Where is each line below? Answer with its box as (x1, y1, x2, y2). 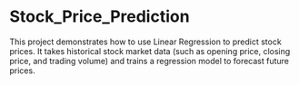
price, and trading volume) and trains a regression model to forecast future (9, 55, 289, 66)
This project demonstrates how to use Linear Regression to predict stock (9, 36, 282, 47)
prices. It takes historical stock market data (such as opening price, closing (9, 45, 291, 56)
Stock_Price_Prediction (9, 6, 190, 27)
